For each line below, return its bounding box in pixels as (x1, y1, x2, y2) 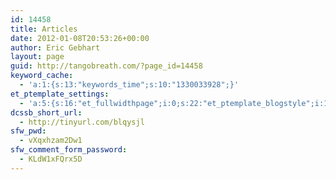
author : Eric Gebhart (10, 42, 101, 53)
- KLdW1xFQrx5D (19, 154, 83, 164)
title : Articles (10, 24, 78, 34)
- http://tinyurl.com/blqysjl (19, 117, 145, 127)
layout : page (10, 52, 65, 62)
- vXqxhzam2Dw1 (19, 136, 83, 146)
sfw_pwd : (10, 126, 47, 136)
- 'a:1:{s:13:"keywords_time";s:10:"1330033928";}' (19, 80, 240, 90)
